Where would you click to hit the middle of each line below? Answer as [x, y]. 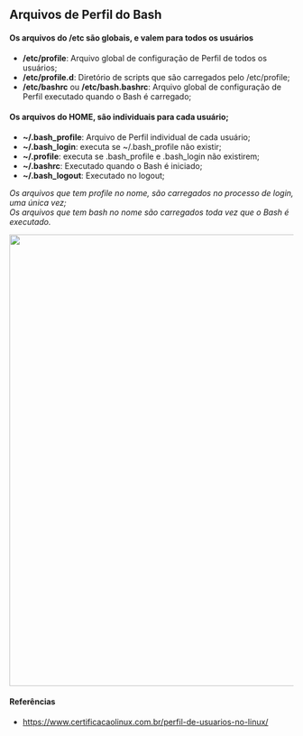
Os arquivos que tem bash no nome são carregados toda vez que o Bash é [149, 212]
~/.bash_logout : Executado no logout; [93, 175]
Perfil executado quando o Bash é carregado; [107, 96]
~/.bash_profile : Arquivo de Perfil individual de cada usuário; [136, 137]
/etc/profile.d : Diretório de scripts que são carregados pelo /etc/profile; [156, 77]
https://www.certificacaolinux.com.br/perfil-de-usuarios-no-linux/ [145, 722]
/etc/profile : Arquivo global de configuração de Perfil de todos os [145, 58]
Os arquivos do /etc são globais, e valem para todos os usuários [132, 37]
